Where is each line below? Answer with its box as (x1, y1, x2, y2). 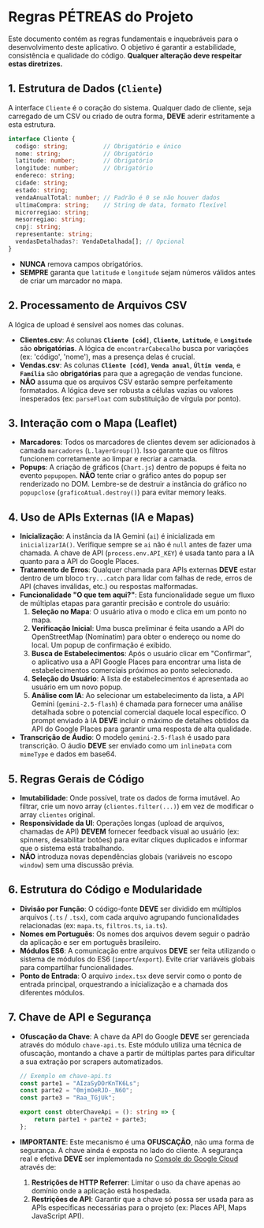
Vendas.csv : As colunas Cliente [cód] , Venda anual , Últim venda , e (19, 360, 241, 370)
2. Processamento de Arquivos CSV (8, 299, 188, 312)
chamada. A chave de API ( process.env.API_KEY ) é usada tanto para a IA (19, 548, 255, 558)
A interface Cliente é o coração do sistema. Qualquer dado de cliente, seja (8, 103, 252, 112)
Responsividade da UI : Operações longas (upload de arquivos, (19, 819, 225, 827)
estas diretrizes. (8, 59, 63, 69)
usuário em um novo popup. (31, 682, 124, 692)
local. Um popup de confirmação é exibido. (31, 640, 172, 650)
